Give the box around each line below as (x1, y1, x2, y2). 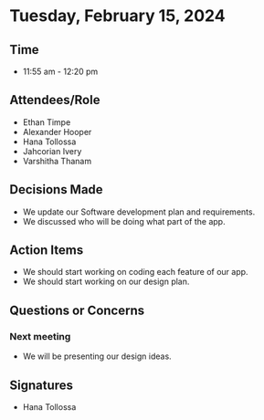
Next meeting (9, 330, 71, 342)
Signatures (9, 377, 74, 393)
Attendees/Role (9, 92, 100, 108)
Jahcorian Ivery (22, 145, 82, 156)
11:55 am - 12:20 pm (22, 66, 99, 77)
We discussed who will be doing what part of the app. (22, 215, 226, 226)
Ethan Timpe (22, 116, 71, 128)
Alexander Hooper (22, 126, 92, 137)
